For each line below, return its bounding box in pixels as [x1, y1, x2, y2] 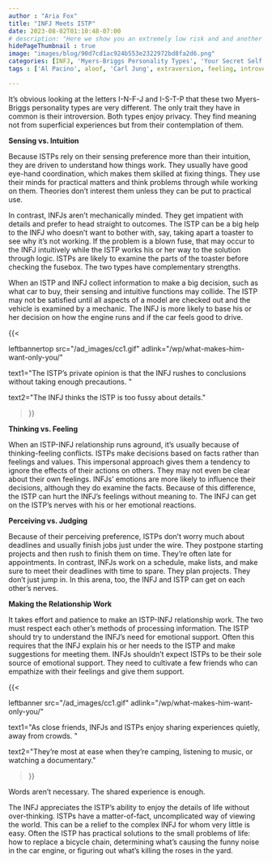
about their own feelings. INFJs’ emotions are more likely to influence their [8, 474, 257, 484]
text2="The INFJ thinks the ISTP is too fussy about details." [8, 392, 206, 402]
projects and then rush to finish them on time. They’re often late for [8, 549, 232, 559]
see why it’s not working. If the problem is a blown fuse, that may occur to [8, 236, 255, 246]
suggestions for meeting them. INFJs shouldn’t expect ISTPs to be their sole [8, 649, 262, 658]
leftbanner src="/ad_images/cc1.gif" [8, 697, 130, 707]
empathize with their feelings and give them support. [8, 667, 185, 676]
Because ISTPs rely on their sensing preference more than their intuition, [8, 151, 251, 161]
